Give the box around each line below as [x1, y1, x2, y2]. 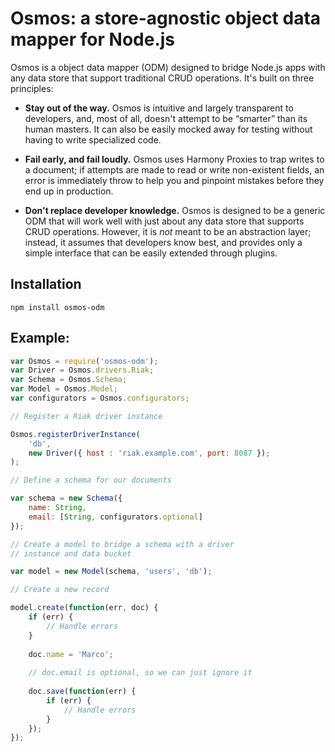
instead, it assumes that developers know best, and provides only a [24, 236, 303, 248]
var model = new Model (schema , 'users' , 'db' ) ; [10, 567, 213, 577]
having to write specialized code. [24, 133, 162, 146]
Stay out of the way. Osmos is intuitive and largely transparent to [24, 102, 294, 114]
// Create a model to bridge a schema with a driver [10, 539, 235, 549]
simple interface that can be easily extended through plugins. [24, 247, 278, 259]
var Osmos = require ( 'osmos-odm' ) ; [10, 356, 159, 366]
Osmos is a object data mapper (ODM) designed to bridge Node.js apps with [10, 61, 326, 73]
